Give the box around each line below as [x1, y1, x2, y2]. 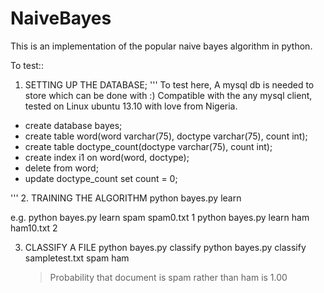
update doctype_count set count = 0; [24, 172, 178, 184]
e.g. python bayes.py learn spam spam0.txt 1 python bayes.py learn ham [10, 211, 310, 223]
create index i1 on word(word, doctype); [24, 151, 190, 163]
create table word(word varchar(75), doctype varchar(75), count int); [24, 130, 308, 142]
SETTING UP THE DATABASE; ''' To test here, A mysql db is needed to [24, 78, 315, 91]
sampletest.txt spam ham [24, 252, 130, 264]
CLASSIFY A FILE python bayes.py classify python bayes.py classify [24, 241, 307, 253]
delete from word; [24, 162, 99, 174]
